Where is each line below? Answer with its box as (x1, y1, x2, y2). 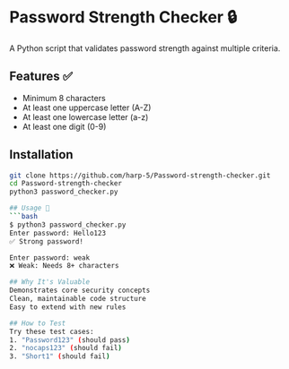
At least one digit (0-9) (22, 121, 107, 132)
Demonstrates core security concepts (9, 286, 151, 296)
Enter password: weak (9, 253, 91, 262)
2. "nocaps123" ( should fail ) (9, 344, 123, 353)
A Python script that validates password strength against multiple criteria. (9, 42, 281, 54)
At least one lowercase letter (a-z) (22, 111, 149, 122)
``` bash (9, 212, 39, 221)
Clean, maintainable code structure (9, 295, 146, 304)
